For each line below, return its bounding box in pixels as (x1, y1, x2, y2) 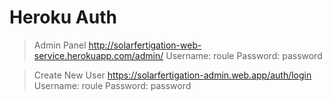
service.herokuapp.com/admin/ (33, 49, 164, 61)
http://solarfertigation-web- (88, 39, 202, 51)
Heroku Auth (9, 6, 117, 29)
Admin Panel (33, 39, 87, 51)
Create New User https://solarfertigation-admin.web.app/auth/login (33, 69, 312, 81)
